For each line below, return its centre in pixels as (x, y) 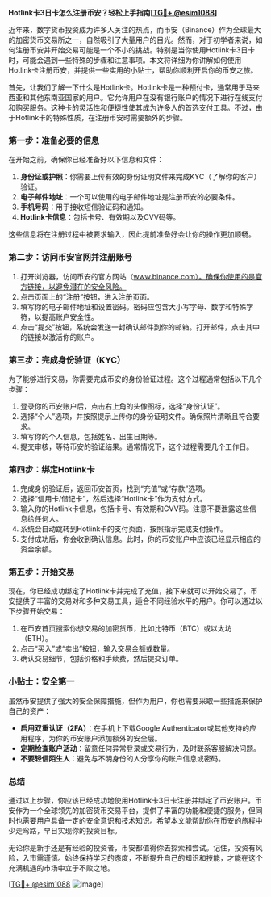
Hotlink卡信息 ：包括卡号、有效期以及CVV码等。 (100, 217)
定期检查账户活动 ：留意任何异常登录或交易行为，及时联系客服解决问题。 (140, 748)
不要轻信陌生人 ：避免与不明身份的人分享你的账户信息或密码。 (123, 758)
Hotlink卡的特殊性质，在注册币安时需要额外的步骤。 (101, 117)
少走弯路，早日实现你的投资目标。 (65, 831)
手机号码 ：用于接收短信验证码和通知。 (83, 207)
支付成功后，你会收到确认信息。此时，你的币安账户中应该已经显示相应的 (140, 539)
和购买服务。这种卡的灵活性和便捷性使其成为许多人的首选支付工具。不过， (132, 107)
